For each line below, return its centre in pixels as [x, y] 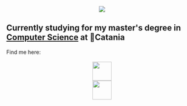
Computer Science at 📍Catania [66, 37]
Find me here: [24, 52]
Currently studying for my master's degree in [93, 28]
